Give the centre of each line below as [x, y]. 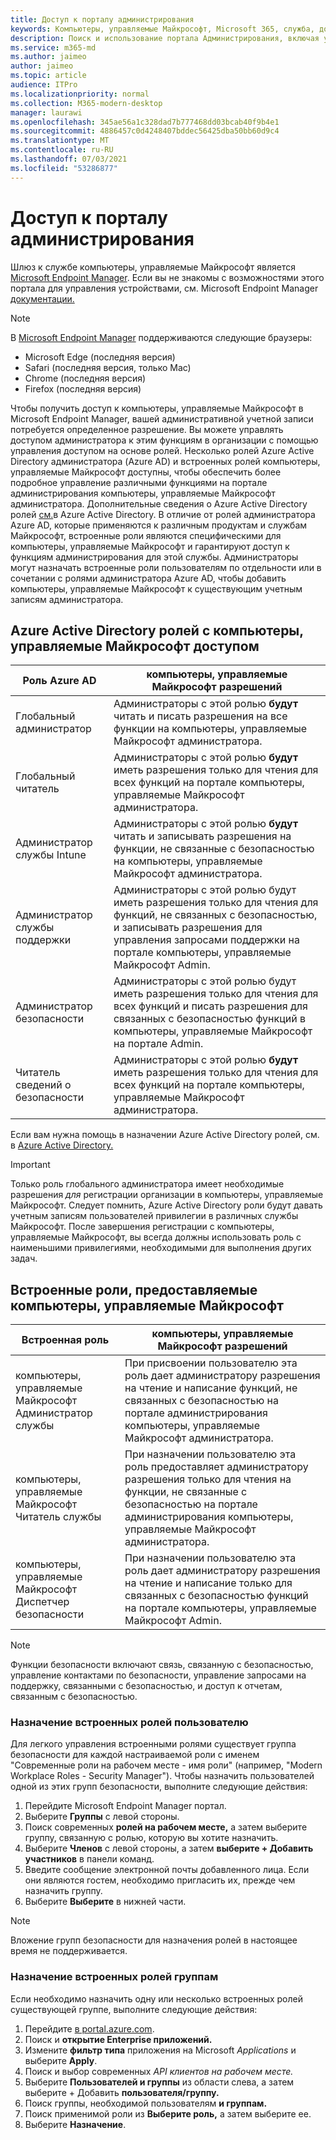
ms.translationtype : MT [60, 141]
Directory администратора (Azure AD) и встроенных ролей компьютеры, [165, 461]
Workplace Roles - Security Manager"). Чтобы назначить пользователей [162, 1776]
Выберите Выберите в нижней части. [105, 1902]
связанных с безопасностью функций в [209, 1019]
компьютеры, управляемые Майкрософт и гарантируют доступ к [150, 546]
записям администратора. [67, 599]
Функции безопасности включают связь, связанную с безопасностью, [162, 1665]
